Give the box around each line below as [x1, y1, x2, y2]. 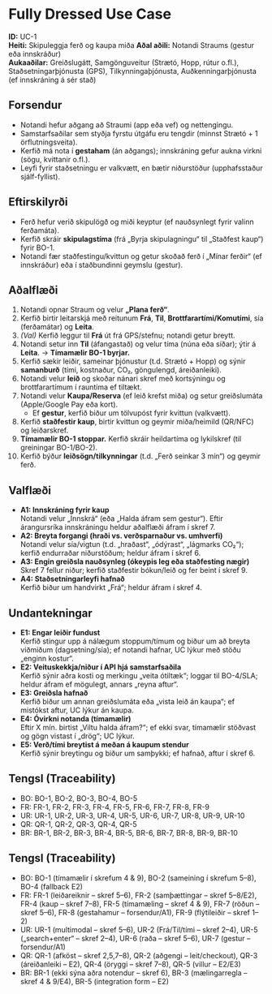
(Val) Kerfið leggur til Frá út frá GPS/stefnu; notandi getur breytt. [19, 330, 235, 341]
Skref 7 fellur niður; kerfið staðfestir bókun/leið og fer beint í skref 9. [19, 566, 248, 575]
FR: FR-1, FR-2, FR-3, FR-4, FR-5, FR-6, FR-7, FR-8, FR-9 [19, 802, 209, 811]
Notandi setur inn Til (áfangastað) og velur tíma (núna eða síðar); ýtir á [19, 339, 257, 349]
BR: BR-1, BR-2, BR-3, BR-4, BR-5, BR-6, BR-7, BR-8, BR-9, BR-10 [19, 828, 238, 837]
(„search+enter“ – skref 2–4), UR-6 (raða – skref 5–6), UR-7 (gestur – [19, 933, 251, 943]
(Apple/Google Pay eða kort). [19, 399, 119, 410]
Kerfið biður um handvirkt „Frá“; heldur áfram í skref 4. [19, 583, 203, 592]
